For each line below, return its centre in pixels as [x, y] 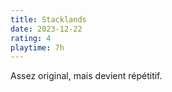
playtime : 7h [37, 47]
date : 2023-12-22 [46, 29]
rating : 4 [31, 38]
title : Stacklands [48, 19]
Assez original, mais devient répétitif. [86, 76]
